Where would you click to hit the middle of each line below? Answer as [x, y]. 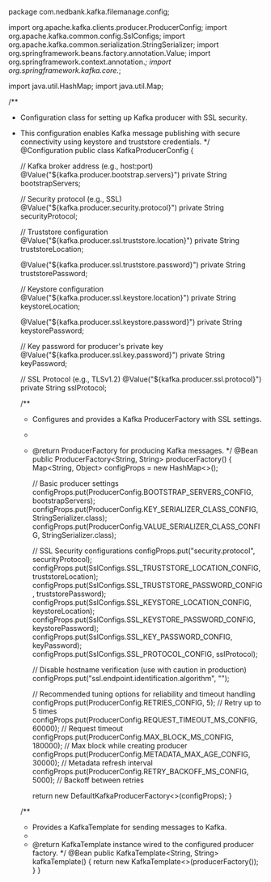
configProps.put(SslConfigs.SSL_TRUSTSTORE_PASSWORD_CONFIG [147, 585]
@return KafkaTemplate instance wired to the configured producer [143, 844]
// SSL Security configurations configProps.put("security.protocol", [144, 551]
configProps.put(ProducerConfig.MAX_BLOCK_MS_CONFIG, [133, 737]
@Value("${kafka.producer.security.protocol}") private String [122, 207]
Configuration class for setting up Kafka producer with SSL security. [134, 117]
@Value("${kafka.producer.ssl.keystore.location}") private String [128, 298]
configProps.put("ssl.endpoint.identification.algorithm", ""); [131, 678]
